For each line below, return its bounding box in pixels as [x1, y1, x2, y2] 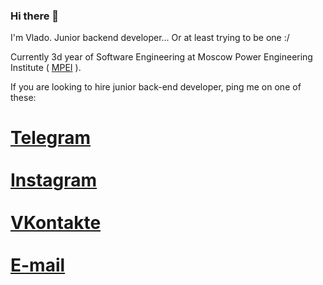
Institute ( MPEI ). [10, 62, 82, 74]
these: [10, 92, 37, 104]
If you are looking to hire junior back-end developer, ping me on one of [10, 81, 302, 93]
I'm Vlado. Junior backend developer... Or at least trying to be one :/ [10, 32, 290, 44]
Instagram [10, 169, 98, 192]
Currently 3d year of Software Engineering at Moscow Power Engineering [10, 51, 313, 63]
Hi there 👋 [10, 9, 60, 23]
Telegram [10, 127, 91, 149]
